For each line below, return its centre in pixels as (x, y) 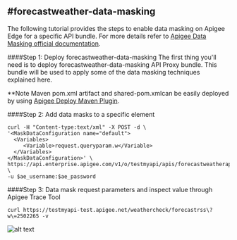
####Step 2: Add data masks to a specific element (81, 114)
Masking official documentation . (54, 43)
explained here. (30, 80)
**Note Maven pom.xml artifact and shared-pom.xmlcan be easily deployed (118, 93)
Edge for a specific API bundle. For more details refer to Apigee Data (107, 36)
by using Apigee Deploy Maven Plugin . (63, 101)
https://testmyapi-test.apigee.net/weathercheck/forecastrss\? (118, 210)
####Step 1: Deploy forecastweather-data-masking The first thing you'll (112, 57)
